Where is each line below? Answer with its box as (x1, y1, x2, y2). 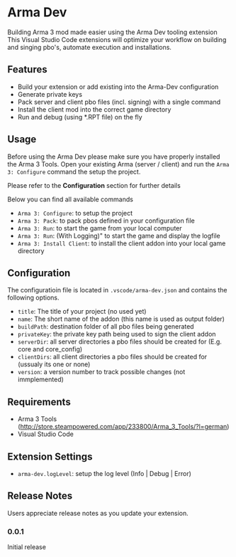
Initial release (7, 543, 46, 551)
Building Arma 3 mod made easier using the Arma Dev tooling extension (7, 28, 218, 36)
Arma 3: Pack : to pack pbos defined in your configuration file (17, 216, 195, 225)
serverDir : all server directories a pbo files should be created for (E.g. (17, 337, 222, 346)
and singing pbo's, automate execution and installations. (7, 43, 172, 51)
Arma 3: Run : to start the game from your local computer (17, 223, 182, 232)
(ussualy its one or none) (17, 360, 91, 368)
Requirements (7, 396, 71, 408)
